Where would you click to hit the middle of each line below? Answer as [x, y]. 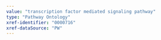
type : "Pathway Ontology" [38, 17]
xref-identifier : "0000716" [41, 22]
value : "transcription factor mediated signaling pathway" [81, 11]
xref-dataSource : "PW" [34, 28]
